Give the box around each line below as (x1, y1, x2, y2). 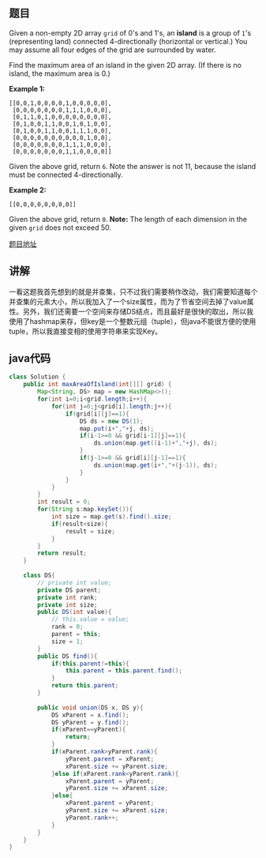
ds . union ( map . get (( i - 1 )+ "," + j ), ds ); (93, 439, 218, 447)
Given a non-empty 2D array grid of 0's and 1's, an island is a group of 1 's (9, 28, 252, 37)
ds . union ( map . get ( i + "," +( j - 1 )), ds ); (93, 461, 218, 469)
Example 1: (9, 84, 46, 93)
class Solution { (9, 373, 66, 381)
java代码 (9, 352, 51, 365)
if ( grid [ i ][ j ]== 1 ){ (65, 409, 129, 418)
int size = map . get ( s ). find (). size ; (51, 513, 172, 521)
